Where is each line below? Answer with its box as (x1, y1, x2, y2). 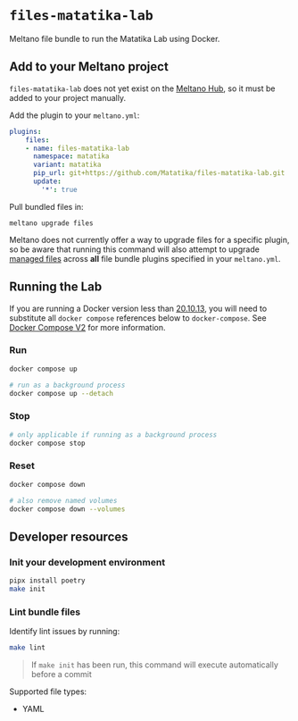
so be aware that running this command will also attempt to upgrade (9, 244, 261, 255)
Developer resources (9, 529, 128, 544)
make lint (9, 643, 46, 652)
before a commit (30, 669, 92, 680)
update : (32, 177, 62, 186)
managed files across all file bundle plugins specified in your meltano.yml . (9, 253, 281, 264)
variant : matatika (32, 160, 102, 170)
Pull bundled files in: (9, 201, 84, 212)
